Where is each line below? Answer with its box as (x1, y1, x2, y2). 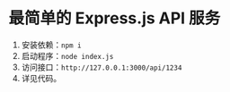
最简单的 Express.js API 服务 (8, 8, 221, 29)
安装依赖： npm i (21, 39, 82, 50)
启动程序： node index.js (21, 50, 114, 61)
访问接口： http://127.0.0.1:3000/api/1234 (21, 62, 182, 72)
